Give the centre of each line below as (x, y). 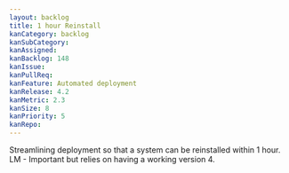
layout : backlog (39, 17)
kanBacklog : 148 (39, 59)
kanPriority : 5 (37, 116)
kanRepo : (25, 125)
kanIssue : (28, 67)
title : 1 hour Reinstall (55, 26)
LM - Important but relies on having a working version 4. (112, 159)
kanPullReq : (31, 75)
